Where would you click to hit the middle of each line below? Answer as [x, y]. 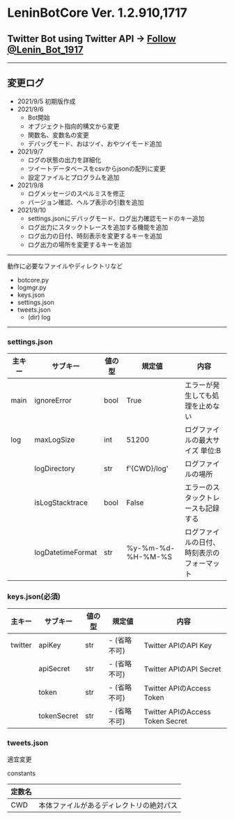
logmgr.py [32, 287]
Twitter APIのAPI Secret [182, 669]
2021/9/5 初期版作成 [46, 101]
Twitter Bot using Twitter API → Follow [92, 39]
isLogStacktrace [61, 503]
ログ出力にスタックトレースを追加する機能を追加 [98, 227]
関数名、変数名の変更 [58, 135]
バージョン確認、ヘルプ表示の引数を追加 [86, 202]
